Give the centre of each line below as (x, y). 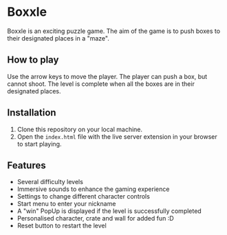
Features (26, 165)
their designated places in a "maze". (58, 38)
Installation (32, 113)
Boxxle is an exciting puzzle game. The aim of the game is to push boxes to (114, 31)
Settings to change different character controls (83, 197)
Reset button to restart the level (62, 226)
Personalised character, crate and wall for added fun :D (95, 219)
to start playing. (39, 144)
